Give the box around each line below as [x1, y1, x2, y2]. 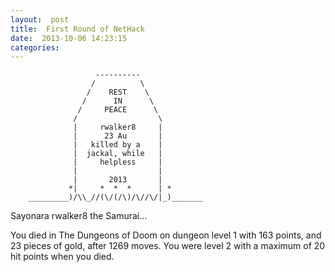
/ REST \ [86, 87, 150, 98]
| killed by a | [73, 140, 163, 150]
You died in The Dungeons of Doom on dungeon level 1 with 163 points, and [10, 229, 322, 241]
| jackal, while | [73, 149, 163, 159]
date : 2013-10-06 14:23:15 [10, 33, 128, 43]
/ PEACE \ [77, 105, 159, 115]
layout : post [10, 14, 70, 25]
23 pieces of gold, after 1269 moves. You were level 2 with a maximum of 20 [10, 240, 326, 252]
